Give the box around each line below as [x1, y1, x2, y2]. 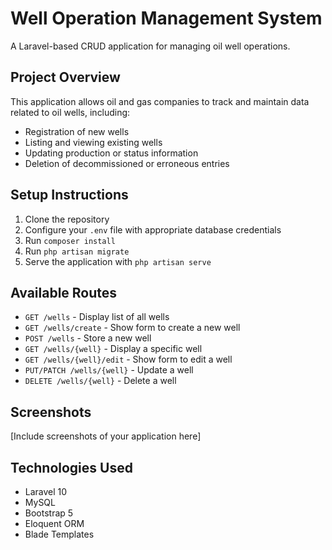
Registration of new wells [24, 125, 130, 137]
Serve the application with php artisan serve [24, 255, 212, 267]
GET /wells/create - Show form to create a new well [24, 322, 241, 334]
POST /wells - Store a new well [24, 332, 152, 344]
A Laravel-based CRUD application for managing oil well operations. [10, 40, 291, 52]
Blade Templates [24, 528, 95, 540]
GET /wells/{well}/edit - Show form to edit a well [24, 353, 233, 366]
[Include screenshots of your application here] [10, 430, 202, 442]
